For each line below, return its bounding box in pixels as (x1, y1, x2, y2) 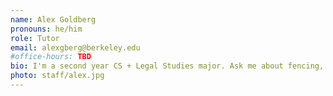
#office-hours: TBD (10, 52, 92, 62)
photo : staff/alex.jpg (10, 71, 105, 81)
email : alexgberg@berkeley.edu (10, 42, 141, 53)
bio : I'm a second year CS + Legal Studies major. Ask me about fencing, (10, 61, 325, 71)
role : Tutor (10, 33, 60, 43)
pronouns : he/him (10, 24, 83, 34)
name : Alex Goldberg (10, 14, 97, 25)
